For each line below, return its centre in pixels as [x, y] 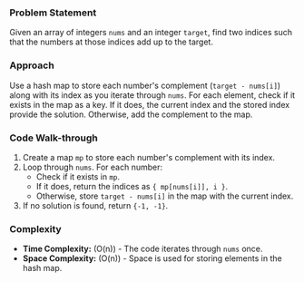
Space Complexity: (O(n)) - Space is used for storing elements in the [152, 258]
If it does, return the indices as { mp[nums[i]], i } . [132, 186]
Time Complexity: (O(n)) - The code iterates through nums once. [142, 249]
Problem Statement [53, 13]
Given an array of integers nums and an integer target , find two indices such [151, 33]
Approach [32, 65]
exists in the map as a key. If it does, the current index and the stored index [150, 104]
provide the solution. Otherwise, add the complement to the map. [131, 114]
